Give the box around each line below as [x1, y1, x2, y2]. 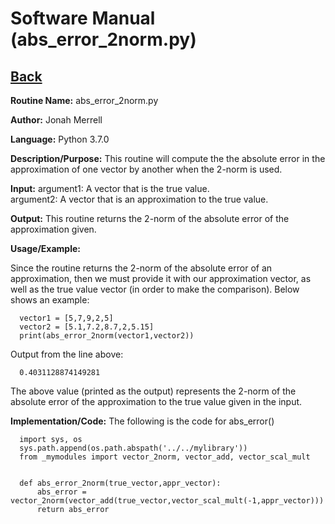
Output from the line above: [10, 348, 124, 360]
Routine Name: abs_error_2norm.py [10, 95, 159, 106]
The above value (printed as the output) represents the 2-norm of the [10, 385, 297, 397]
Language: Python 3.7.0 [10, 133, 110, 145]
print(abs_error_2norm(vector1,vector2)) [19, 331, 195, 341]
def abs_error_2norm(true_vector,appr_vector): [19, 478, 222, 488]
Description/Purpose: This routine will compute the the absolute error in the [10, 153, 326, 164]
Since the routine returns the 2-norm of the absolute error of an [10, 262, 273, 274]
